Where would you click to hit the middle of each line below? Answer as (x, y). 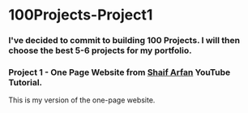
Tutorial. (26, 83)
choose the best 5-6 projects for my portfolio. (100, 50)
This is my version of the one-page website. (82, 100)
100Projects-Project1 (81, 15)
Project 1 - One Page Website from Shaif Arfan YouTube (120, 72)
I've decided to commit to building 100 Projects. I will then (124, 41)
